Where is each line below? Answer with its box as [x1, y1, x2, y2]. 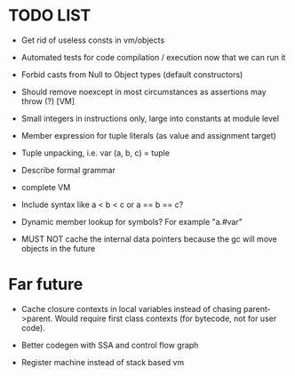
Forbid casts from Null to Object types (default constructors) [20, 68, 243, 80]
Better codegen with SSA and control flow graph [20, 340, 199, 350]
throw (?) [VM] [20, 95, 76, 107]
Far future [8, 275, 84, 294]
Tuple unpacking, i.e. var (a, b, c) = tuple [20, 148, 171, 158]
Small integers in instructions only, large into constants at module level [20, 113, 280, 124]
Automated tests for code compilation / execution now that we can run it [20, 52, 286, 62]
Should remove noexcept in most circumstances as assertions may [20, 86, 267, 97]
